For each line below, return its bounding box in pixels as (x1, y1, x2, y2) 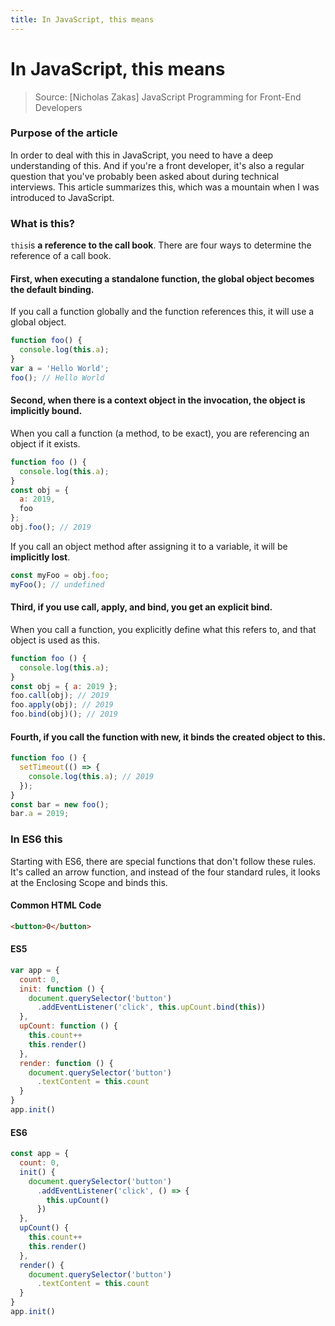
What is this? (10, 216, 75, 230)
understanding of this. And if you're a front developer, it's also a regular (10, 159, 305, 171)
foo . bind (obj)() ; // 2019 (10, 709, 118, 720)
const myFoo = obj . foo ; (10, 570, 110, 580)
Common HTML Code (10, 899, 102, 911)
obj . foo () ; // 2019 (10, 522, 92, 533)
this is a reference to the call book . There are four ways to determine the (10, 239, 312, 251)
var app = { (10, 965, 60, 975)
